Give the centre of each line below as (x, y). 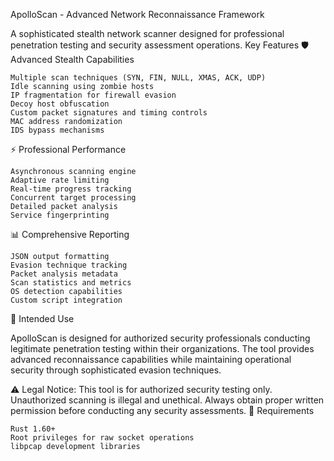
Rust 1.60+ (33, 429)
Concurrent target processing (73, 198)
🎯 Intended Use (42, 318)
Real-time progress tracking (71, 189)
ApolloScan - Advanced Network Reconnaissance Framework (137, 14)
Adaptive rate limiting (60, 180)
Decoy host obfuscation (60, 104)
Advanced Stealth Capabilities (72, 59)
